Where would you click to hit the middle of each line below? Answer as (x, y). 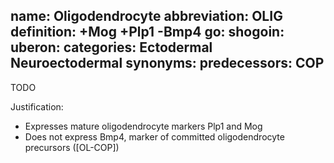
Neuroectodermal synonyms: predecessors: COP (167, 63)
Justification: (37, 106)
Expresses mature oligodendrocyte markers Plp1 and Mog (143, 126)
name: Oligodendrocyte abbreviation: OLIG (146, 16)
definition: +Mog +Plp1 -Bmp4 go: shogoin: (147, 32)
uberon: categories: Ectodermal (111, 47)
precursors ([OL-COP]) (72, 147)
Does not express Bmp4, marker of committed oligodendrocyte (154, 136)
